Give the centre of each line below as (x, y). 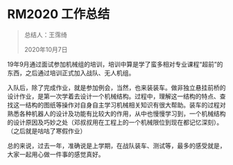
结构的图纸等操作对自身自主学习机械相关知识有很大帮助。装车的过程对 (126, 105)
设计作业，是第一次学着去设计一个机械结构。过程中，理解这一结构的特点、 (113, 96)
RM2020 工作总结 (59, 14)
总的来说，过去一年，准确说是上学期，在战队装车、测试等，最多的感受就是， (116, 146)
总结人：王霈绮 (45, 35)
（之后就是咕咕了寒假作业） (47, 131)
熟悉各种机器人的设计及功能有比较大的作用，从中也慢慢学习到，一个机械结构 (116, 113)
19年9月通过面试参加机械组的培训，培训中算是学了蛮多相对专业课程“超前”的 (115, 64)
